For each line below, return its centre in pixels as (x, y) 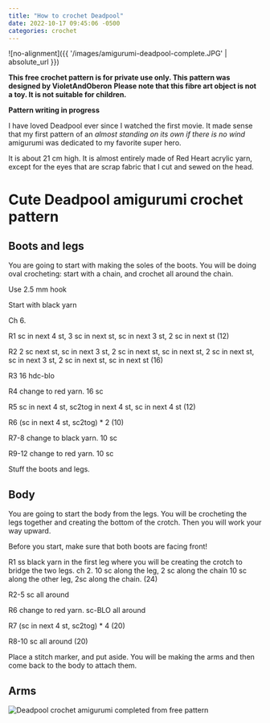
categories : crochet (43, 31)
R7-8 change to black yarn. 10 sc (63, 438)
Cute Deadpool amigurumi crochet (126, 200)
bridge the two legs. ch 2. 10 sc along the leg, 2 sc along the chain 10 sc (128, 570)
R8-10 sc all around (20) (48, 641)
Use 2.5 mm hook (37, 289)
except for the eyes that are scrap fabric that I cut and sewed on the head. (131, 167)
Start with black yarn (43, 305)
